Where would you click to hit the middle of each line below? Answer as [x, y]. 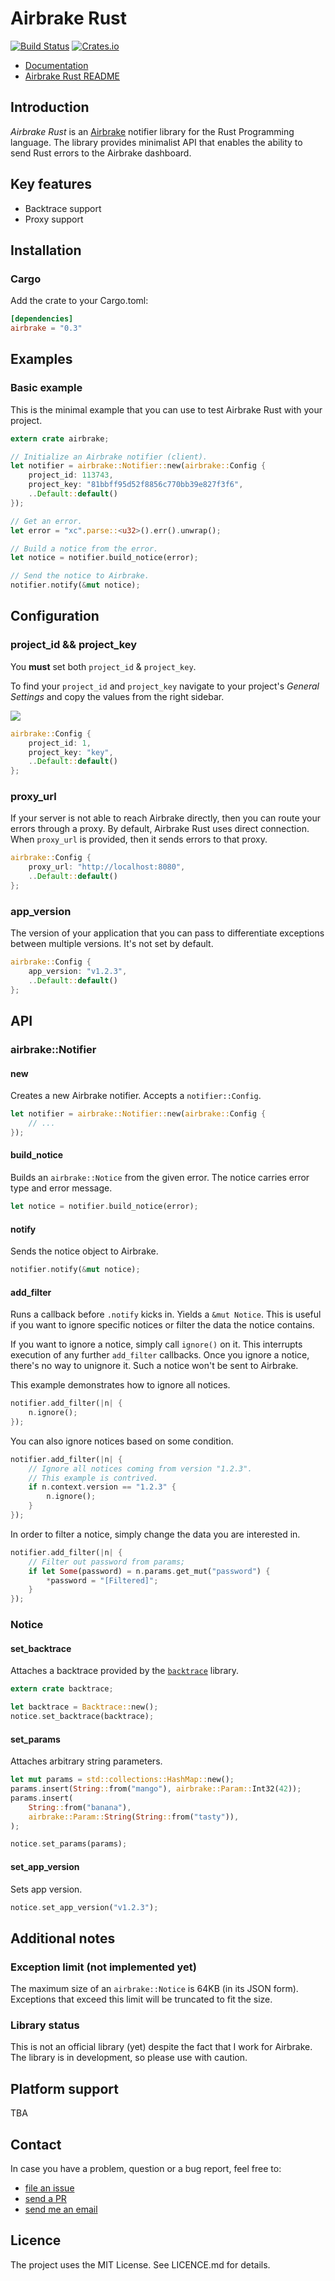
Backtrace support [63, 208]
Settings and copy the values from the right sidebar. [117, 696]
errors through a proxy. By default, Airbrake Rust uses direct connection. [160, 829]
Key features [51, 184]
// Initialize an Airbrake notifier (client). [109, 457]
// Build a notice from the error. [84, 548]
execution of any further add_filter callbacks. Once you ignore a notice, [160, 1355]
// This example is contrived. [93, 1478]
